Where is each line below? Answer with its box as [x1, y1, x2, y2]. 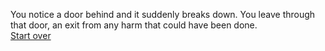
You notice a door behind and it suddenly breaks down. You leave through [10, 9, 316, 20]
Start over [10, 30, 52, 41]
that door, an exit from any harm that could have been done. [10, 19, 258, 31]
